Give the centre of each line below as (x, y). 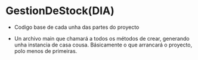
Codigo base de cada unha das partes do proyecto (77, 27)
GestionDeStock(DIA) (60, 11)
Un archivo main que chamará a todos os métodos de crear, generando (102, 38)
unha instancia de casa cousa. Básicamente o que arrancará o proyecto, (103, 45)
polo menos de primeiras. (46, 51)
